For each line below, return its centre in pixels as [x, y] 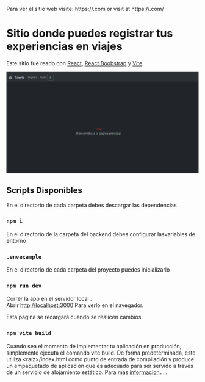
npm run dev [24, 286]
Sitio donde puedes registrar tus [90, 34]
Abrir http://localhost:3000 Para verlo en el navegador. [75, 305]
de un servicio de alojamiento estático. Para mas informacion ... [87, 372]
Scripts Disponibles [44, 191]
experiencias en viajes [64, 47]
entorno [16, 240]
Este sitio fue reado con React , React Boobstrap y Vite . [75, 63]
